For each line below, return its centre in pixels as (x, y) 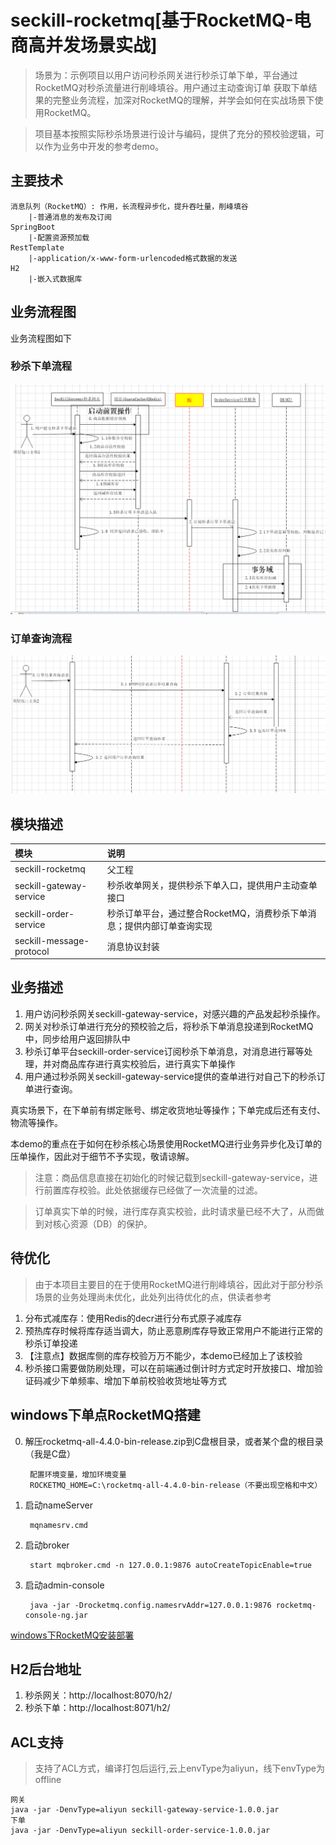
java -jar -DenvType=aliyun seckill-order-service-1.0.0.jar (140, 1831)
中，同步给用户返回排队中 (77, 1038)
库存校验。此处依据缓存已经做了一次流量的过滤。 (162, 1190)
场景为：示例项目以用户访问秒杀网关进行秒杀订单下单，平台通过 (166, 75)
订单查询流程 (41, 638)
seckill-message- (52, 940)
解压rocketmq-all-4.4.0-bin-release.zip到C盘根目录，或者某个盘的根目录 (174, 1441)
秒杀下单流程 (41, 366)
